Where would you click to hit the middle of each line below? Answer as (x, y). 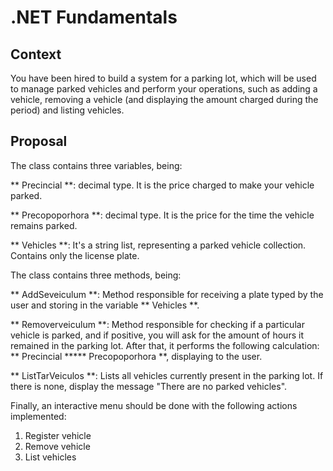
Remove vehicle (57, 446)
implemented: (38, 416)
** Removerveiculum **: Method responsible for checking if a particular (157, 324)
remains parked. (44, 225)
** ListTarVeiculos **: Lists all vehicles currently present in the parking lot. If (167, 375)
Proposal (39, 141)
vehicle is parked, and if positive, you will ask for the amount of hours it (157, 335)
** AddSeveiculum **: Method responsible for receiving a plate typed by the (167, 294)
